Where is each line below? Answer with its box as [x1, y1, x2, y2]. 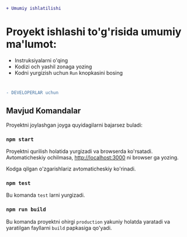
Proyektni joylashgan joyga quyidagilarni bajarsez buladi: [6, 121, 143, 128]
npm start [6, 136, 34, 142]
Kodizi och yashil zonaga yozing [14, 63, 92, 70]
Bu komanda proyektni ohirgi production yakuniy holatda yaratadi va [6, 218, 171, 225]
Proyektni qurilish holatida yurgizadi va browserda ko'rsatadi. [6, 148, 153, 155]
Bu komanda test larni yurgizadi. [6, 191, 85, 198]
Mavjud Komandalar [6, 106, 81, 116]
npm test [6, 180, 31, 186]
